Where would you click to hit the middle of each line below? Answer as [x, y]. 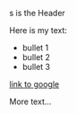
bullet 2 [36, 57]
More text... [30, 101]
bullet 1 [35, 48]
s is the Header [37, 13]
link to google [34, 84]
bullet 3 [36, 67]
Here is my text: [38, 30]
